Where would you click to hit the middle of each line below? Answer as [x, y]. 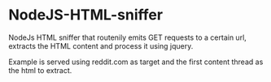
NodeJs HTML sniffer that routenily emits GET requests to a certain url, [127, 37]
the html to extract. [40, 70]
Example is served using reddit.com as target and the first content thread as [136, 62]
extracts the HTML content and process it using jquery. [101, 45]
